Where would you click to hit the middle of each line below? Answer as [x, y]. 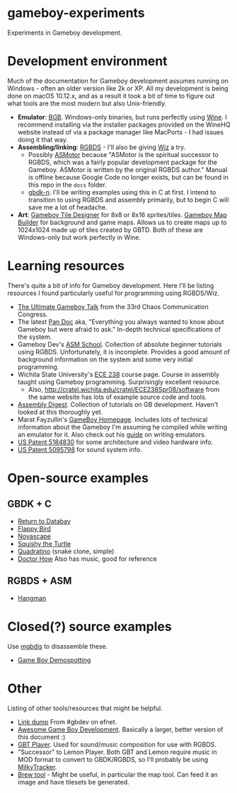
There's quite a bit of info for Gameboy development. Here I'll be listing [111, 285]
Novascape [34, 536]
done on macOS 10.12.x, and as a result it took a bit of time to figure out [111, 95]
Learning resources [66, 266]
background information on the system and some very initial [105, 359]
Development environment [87, 61]
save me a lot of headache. [68, 207]
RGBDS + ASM [40, 581]
